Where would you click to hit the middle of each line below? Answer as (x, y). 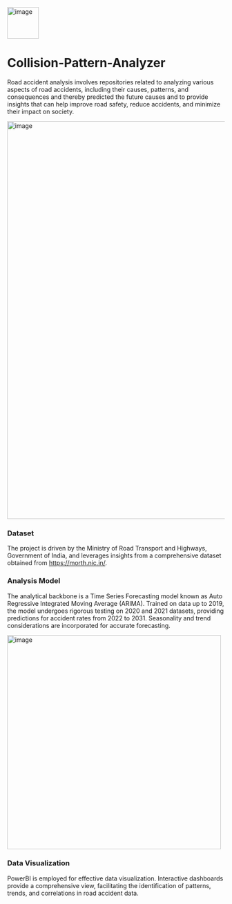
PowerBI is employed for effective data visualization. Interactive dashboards (115, 878)
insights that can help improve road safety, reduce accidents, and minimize (114, 104)
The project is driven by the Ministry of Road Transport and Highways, (107, 548)
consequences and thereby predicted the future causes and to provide (108, 97)
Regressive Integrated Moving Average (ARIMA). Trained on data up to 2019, (116, 603)
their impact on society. (41, 111)
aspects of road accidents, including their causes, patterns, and (98, 89)
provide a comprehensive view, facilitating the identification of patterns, (109, 885)
